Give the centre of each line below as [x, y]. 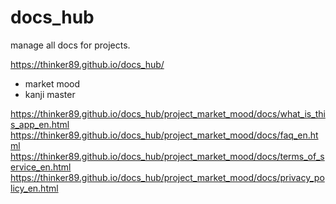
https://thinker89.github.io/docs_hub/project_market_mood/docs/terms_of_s [167, 156]
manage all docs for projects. [70, 45]
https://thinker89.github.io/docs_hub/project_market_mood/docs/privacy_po [167, 177]
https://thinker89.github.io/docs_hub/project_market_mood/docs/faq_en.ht [164, 135]
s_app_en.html [40, 124]
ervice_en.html [41, 167]
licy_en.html [34, 188]
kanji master [50, 94]
